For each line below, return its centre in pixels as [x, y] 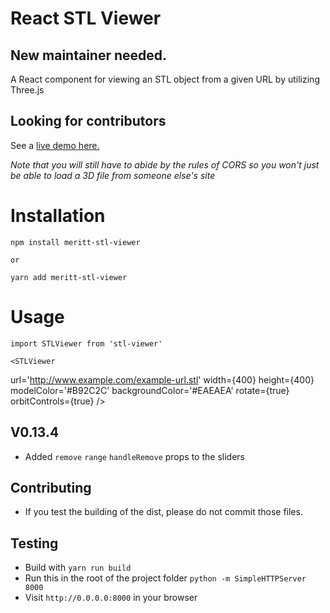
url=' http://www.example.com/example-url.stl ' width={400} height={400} [162, 379]
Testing [34, 543]
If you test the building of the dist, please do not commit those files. [163, 512]
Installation [58, 216]
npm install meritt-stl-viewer [75, 242]
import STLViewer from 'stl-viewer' [86, 343]
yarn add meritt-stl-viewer [69, 277]
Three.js [27, 90]
